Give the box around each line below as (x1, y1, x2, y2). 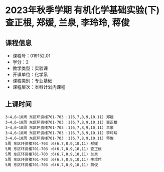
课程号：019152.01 (12, 53, 51, 58)
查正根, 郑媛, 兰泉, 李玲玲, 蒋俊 (5, 17, 130, 28)
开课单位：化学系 (12, 71, 48, 77)
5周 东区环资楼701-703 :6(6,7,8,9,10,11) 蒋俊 (5, 162, 98, 167)
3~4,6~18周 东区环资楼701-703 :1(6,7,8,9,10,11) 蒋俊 (5, 135, 114, 140)
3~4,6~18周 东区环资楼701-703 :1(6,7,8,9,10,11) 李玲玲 (5, 130, 118, 135)
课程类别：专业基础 (12, 78, 53, 83)
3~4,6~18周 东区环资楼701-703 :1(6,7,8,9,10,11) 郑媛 (5, 114, 114, 119)
